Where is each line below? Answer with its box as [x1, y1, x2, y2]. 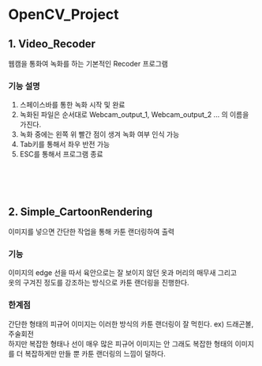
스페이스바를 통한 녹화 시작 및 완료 [19, 100, 125, 110]
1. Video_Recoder [8, 37, 96, 51]
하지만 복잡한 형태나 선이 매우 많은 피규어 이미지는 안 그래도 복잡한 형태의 [8, 338, 234, 349]
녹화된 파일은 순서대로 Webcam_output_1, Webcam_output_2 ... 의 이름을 [19, 110, 249, 119]
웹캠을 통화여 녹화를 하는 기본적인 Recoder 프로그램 [8, 59, 168, 68]
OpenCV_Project [8, 6, 120, 24]
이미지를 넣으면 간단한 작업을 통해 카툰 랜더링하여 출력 [8, 227, 175, 236]
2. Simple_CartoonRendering [8, 205, 153, 218]
